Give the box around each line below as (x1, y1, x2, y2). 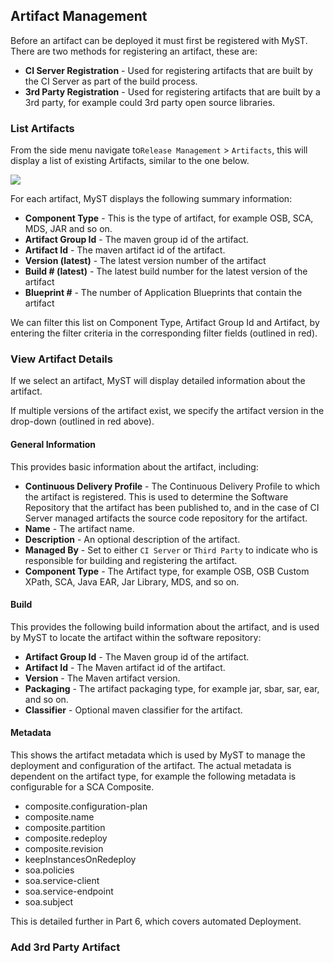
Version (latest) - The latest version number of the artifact (24, 255, 267, 267)
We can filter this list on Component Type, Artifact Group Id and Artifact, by (10, 317, 320, 329)
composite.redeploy (24, 832, 108, 844)
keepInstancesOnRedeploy (24, 854, 137, 866)
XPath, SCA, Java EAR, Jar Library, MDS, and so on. (24, 575, 240, 588)
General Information (10, 439, 97, 450)
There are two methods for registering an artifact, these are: (10, 45, 258, 57)
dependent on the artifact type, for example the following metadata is (10, 770, 297, 783)
